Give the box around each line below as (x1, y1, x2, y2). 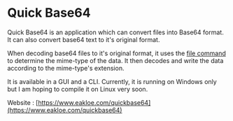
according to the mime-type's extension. (7, 64, 125, 72)
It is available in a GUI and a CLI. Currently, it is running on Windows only (7, 77, 217, 85)
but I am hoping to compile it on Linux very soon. (7, 85, 148, 93)
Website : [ (7, 98, 38, 106)
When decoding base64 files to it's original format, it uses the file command (7, 49, 226, 57)
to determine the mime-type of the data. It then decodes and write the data (7, 56, 224, 64)
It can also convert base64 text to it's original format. (7, 35, 160, 43)
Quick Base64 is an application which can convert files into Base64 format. (7, 28, 224, 36)
